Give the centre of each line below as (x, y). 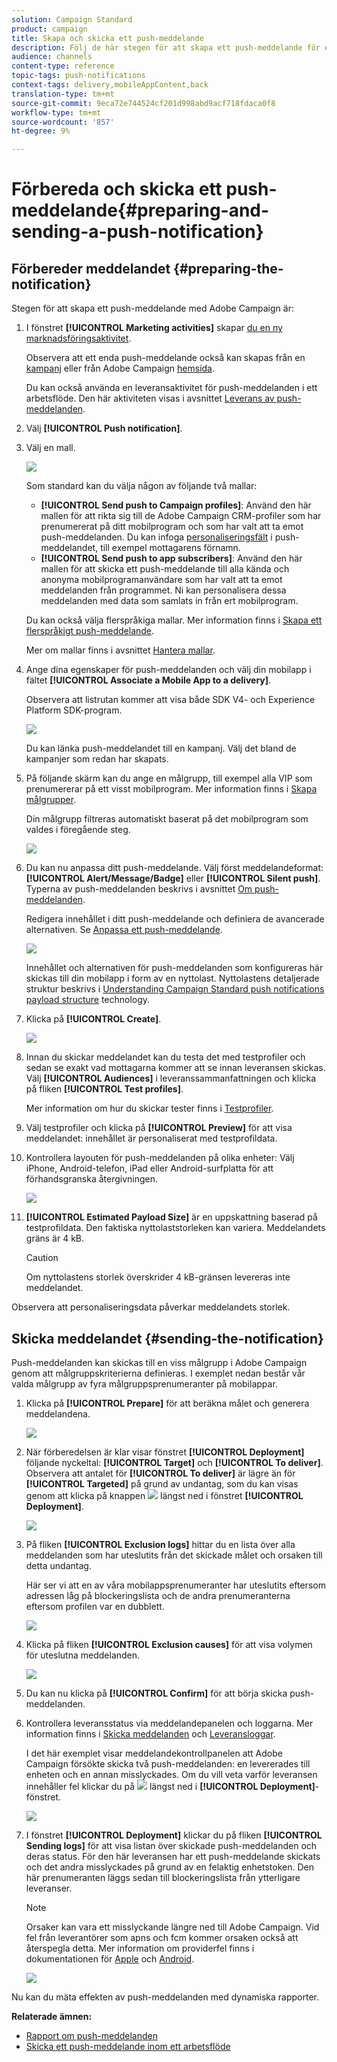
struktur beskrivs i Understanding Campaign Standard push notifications (175, 989)
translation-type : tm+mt (63, 94)
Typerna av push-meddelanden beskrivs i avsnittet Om (139, 889)
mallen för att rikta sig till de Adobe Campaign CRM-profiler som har (181, 516)
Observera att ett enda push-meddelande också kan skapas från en (165, 358)
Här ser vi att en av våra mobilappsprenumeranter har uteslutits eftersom (175, 1585)
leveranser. (49, 1888)
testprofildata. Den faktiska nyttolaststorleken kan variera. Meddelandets (175, 1228)
